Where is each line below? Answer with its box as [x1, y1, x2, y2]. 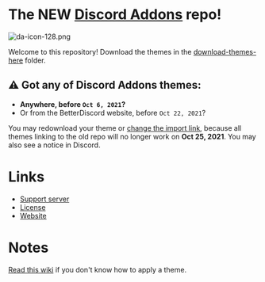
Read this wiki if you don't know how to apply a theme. [8, 265, 187, 274]
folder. [25, 55, 46, 65]
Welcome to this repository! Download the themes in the [8, 47, 192, 56]
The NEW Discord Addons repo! [8, 6, 222, 24]
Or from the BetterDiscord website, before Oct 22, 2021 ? [19, 108, 206, 117]
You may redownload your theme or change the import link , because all [8, 123, 242, 132]
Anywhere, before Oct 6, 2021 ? [19, 99, 126, 109]
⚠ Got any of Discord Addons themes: [8, 78, 202, 92]
